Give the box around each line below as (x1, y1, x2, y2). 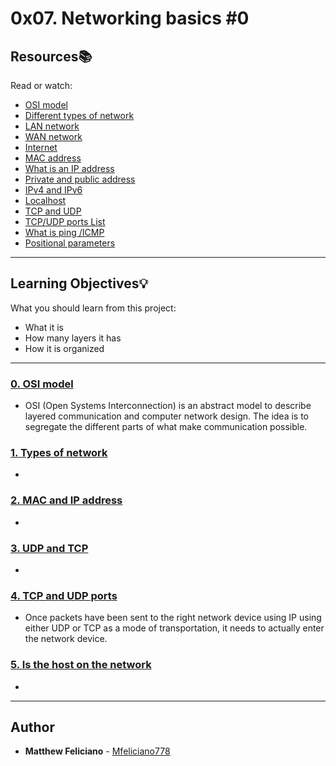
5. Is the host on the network (10, 658, 152, 672)
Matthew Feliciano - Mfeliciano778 (24, 745, 171, 757)
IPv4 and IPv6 (24, 184, 83, 196)
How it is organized (24, 342, 105, 354)
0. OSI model (10, 377, 74, 391)
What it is (24, 321, 64, 333)
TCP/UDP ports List (24, 216, 106, 227)
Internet (24, 142, 58, 153)
